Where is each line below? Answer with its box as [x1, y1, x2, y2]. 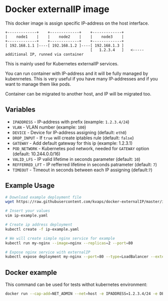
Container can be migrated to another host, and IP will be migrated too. [5, 90, 151, 96]
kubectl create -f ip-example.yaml [5, 227, 79, 232]
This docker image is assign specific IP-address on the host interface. [5, 20, 149, 26]
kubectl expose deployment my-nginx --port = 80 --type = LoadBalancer [5, 254, 149, 259]
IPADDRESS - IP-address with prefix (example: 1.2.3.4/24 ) [12, 119, 129, 125]
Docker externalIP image [5, 4, 109, 15]
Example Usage [5, 181, 55, 190]
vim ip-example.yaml [5, 213, 48, 218]
